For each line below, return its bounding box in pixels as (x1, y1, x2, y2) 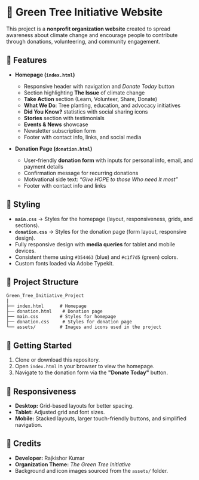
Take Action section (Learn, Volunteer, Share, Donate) (23, 95, 157, 102)
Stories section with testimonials (23, 114, 105, 121)
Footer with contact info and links (23, 182, 106, 189)
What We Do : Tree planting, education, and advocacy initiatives (23, 102, 181, 109)
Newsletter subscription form (23, 127, 96, 134)
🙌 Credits (6, 439, 42, 449)
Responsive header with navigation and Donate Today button (23, 82, 175, 90)
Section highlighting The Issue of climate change (23, 89, 145, 96)
